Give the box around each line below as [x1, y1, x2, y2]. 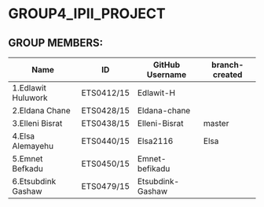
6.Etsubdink [12, 176, 57, 187]
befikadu [137, 163, 170, 174]
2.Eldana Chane [12, 105, 71, 116]
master [203, 118, 229, 128]
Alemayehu [12, 141, 53, 151]
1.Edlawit [12, 83, 47, 93]
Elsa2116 [137, 135, 174, 146]
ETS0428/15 [81, 105, 130, 116]
